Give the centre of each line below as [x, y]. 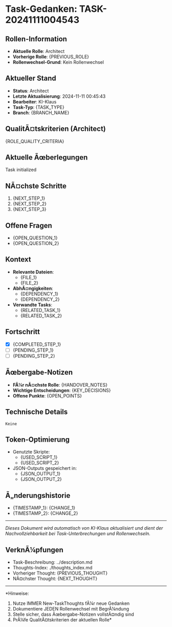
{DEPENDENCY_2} [40, 299]
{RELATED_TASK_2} [41, 316]
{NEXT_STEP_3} [30, 210]
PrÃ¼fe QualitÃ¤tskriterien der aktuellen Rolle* [62, 620]
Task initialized [21, 170]
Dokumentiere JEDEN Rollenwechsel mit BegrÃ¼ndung [71, 608]
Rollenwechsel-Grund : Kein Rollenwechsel [58, 62]
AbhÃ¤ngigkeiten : [33, 288]
